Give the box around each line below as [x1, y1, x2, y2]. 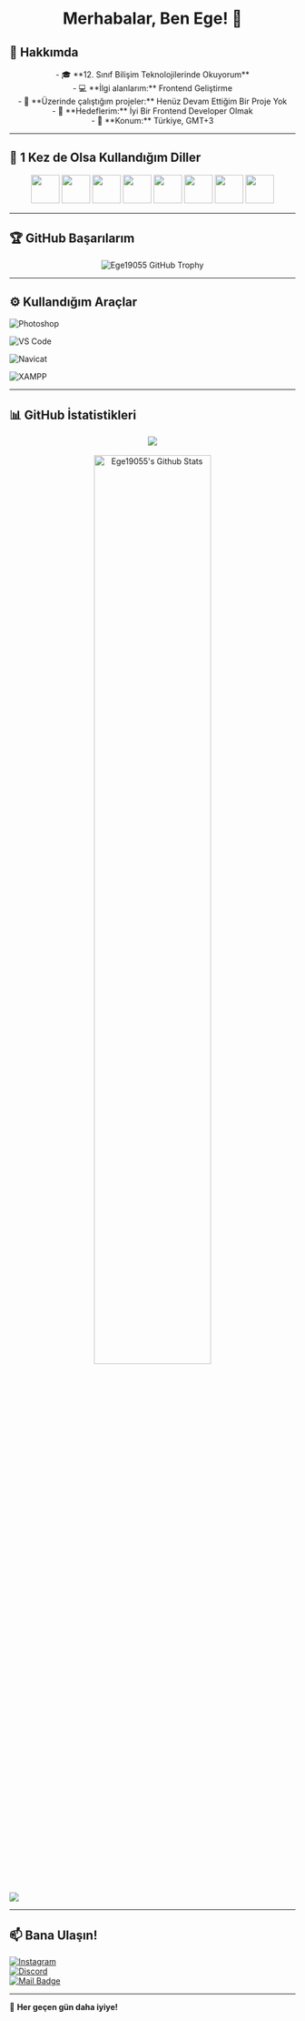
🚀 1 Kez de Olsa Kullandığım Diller [9, 150, 202, 166]
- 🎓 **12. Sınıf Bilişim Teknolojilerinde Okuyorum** [55, 69, 250, 80]
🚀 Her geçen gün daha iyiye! [9, 2002, 118, 2013]
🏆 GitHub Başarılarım [9, 231, 135, 247]
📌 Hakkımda [9, 45, 79, 60]
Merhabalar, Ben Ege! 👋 [62, 8, 243, 29]
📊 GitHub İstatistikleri [9, 407, 137, 422]
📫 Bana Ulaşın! [9, 1927, 98, 1943]
